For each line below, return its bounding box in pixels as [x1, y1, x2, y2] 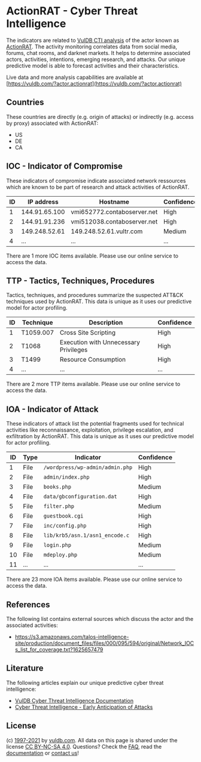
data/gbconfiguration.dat [43, 493, 118, 500]
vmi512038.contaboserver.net [71, 217, 158, 225]
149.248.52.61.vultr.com [71, 227, 143, 235]
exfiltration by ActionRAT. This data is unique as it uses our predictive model [6, 433, 194, 440]
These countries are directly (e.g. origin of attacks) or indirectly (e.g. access [6, 113, 194, 120]
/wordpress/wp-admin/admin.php [43, 464, 133, 471]
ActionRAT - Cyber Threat [6, 4, 138, 18]
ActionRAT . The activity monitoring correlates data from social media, [6, 43, 178, 50]
